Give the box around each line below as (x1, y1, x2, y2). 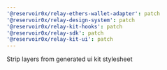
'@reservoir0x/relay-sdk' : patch (6, 29, 104, 37)
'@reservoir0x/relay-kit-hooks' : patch (6, 23, 123, 30)
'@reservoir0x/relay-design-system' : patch (6, 17, 136, 24)
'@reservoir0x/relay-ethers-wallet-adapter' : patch (6, 10, 160, 17)
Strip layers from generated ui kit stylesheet (6, 55, 133, 63)
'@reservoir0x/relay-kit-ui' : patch (6, 36, 113, 43)
